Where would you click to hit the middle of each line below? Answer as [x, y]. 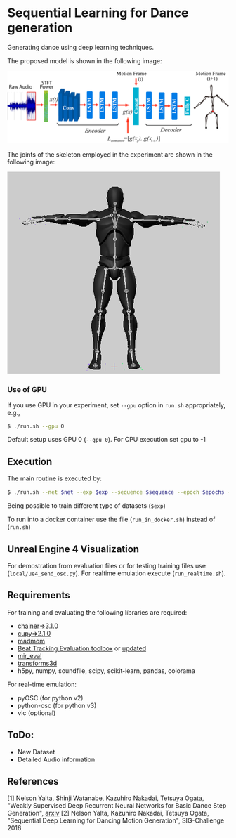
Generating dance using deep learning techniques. [81, 47]
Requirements [39, 595]
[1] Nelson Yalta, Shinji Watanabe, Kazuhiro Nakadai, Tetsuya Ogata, [106, 798]
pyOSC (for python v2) [50, 698]
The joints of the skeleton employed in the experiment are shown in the [110, 155]
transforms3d [37, 663]
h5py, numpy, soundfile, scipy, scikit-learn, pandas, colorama [106, 670]
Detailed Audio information [56, 759]
